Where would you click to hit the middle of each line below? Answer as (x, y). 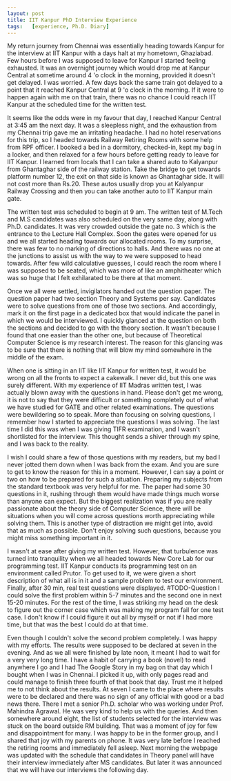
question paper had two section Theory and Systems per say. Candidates (111, 299)
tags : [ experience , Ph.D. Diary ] (58, 26)
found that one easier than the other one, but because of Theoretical (104, 335)
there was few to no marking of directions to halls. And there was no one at (114, 248)
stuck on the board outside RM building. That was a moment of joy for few (112, 726)
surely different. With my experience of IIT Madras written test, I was (104, 385)
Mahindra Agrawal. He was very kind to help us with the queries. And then (113, 711)
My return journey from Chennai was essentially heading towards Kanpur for (116, 46)
